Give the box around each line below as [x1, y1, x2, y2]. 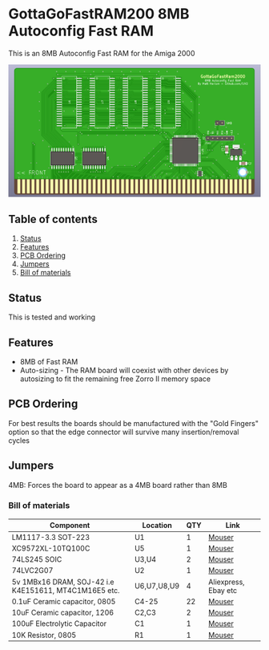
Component [49, 521, 90, 530]
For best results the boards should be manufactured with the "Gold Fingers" [8, 418, 259, 428]
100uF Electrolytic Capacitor [11, 619, 106, 628]
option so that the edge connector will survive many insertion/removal [8, 427, 239, 437]
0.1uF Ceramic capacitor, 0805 [11, 596, 116, 606]
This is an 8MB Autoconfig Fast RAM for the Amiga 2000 [8, 48, 195, 58]
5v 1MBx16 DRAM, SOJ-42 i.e [11, 577, 114, 587]
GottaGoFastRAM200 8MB [8, 5, 190, 23]
